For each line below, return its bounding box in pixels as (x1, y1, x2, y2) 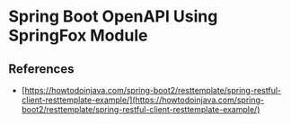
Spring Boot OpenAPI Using (8, 6, 218, 27)
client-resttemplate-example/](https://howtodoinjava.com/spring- (21, 94, 265, 105)
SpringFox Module (8, 25, 148, 46)
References (8, 61, 75, 76)
